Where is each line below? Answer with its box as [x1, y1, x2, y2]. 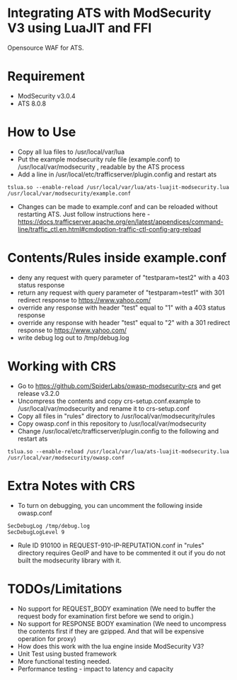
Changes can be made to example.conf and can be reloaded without [17, 202, 218, 210]
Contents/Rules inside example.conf [7, 250, 227, 266]
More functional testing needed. [17, 657, 112, 665]
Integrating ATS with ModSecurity [7, 5, 212, 21]
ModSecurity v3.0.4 [17, 91, 76, 100]
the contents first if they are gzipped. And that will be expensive [17, 627, 204, 635]
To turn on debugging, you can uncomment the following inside [17, 501, 203, 509]
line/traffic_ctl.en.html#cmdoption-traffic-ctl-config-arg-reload [17, 225, 202, 233]
